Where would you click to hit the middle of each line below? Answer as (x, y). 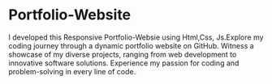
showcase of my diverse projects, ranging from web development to (123, 54)
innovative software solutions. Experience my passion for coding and (124, 63)
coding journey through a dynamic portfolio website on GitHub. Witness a (131, 45)
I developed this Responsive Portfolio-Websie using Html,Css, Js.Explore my (136, 37)
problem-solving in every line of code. (72, 71)
